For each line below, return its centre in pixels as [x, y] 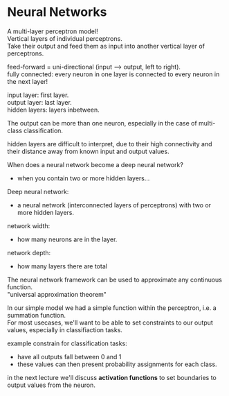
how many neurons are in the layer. [67, 239]
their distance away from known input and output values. [88, 151]
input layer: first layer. [38, 95]
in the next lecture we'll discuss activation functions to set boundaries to [112, 377]
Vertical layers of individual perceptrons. [65, 38]
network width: [29, 225]
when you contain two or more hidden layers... [83, 178]
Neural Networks [57, 12]
